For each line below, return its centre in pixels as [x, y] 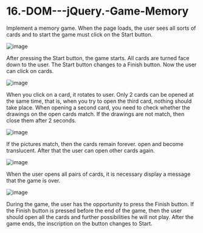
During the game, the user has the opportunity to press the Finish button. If [100, 204]
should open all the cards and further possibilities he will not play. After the [100, 217]
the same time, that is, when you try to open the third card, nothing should [99, 101]
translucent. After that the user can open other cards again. [81, 150]
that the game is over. [33, 180]
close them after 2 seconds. [41, 120]
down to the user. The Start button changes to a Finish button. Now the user [101, 64]
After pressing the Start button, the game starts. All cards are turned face [98, 58]
